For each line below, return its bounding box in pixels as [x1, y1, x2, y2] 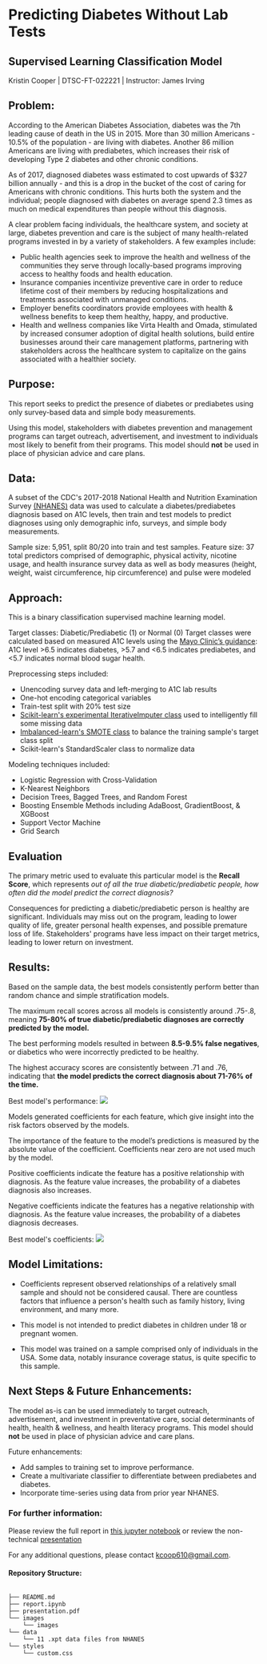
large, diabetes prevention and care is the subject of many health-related [8, 228, 249, 237]
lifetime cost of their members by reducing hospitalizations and [19, 286, 229, 296]
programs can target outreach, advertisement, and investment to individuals [8, 431, 258, 441]
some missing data [19, 719, 82, 729]
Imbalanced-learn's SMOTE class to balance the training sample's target [19, 727, 259, 737]
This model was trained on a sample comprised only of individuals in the [19, 1344, 258, 1354]
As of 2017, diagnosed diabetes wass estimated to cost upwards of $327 [8, 170, 248, 180]
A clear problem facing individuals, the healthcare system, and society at [8, 219, 249, 229]
